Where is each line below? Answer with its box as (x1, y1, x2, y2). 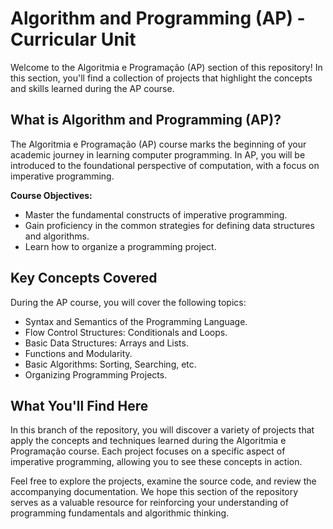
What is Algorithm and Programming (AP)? (10, 112, 282, 129)
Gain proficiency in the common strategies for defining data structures (24, 219, 315, 231)
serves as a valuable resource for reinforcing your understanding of (10, 497, 289, 509)
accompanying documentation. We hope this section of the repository (10, 486, 299, 498)
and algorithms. (24, 230, 90, 242)
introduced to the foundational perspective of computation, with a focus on (10, 159, 320, 171)
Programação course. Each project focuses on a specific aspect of (10, 445, 286, 457)
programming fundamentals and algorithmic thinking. (10, 507, 230, 519)
